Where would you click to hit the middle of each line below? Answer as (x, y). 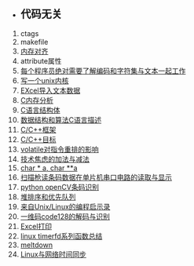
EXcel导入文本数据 (50, 90)
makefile (34, 42)
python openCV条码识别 (59, 187)
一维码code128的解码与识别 (65, 216)
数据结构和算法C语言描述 (61, 119)
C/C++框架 (38, 129)
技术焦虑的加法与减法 (55, 159)
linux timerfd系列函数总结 (61, 236)
